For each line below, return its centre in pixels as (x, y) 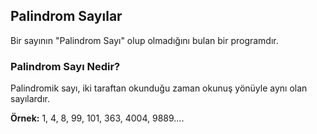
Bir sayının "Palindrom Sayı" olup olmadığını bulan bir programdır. (144, 40)
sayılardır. (30, 99)
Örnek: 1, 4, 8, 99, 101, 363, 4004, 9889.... (97, 118)
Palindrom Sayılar (66, 16)
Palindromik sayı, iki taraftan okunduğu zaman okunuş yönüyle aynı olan (159, 88)
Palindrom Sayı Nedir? (65, 66)
